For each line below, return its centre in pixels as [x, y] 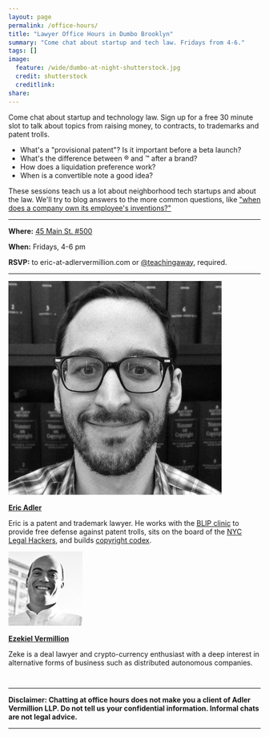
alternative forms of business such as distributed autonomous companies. [131, 662]
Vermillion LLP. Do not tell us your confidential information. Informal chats [134, 708]
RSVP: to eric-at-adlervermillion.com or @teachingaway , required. [118, 262]
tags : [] [23, 51]
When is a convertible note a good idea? [86, 175]
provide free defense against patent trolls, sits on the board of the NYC [125, 531]
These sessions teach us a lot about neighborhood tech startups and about [132, 191]
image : [19, 59]
